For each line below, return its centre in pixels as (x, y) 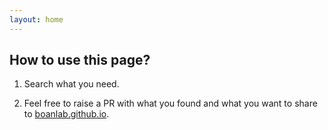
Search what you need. (71, 84)
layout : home (36, 19)
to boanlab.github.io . (66, 114)
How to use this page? (80, 60)
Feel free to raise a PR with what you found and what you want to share (170, 103)
